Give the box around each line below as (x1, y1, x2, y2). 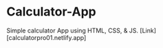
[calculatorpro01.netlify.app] (6, 33, 87, 41)
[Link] (140, 26, 156, 34)
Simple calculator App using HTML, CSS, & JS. (6, 26, 139, 34)
